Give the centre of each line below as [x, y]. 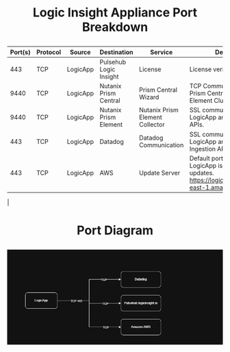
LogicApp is [206, 165]
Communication [162, 145]
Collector [152, 125]
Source [80, 52]
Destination [116, 52]
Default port [206, 158]
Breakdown [115, 27]
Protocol [49, 52]
